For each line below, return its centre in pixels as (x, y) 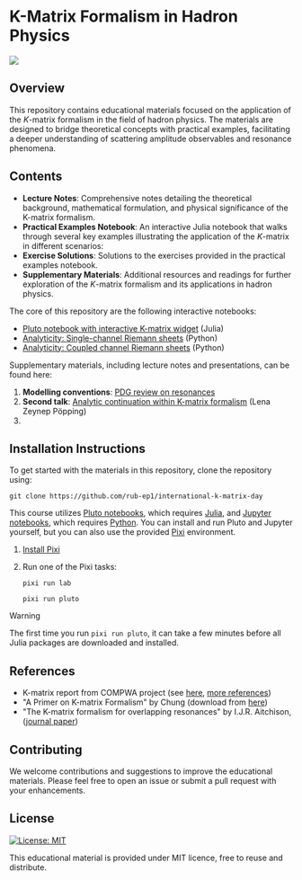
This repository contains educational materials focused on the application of (151, 110)
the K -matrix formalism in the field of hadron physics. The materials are (142, 120)
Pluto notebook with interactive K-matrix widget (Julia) (123, 328)
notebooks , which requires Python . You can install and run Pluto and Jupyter (151, 522)
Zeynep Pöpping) (54, 411)
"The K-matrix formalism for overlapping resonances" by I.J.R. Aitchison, (157, 712)
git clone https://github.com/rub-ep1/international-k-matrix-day (136, 496)
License (32, 818)
